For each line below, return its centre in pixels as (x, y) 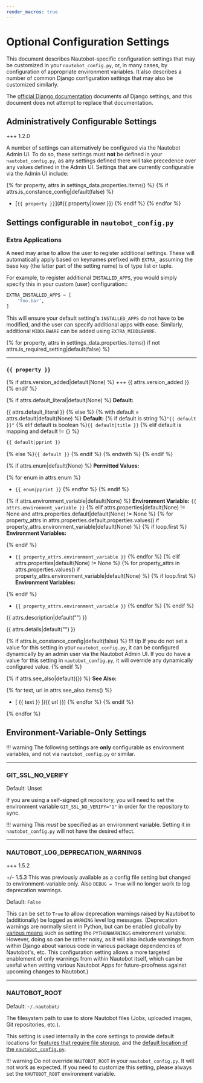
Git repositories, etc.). (33, 1024)
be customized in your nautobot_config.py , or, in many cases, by (87, 65)
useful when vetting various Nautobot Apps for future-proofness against (96, 965)
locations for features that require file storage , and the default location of (97, 1042)
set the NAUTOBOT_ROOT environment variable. (61, 1073)
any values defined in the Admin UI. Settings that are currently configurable (100, 167)
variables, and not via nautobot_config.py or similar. (71, 753)
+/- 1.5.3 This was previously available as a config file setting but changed (98, 877)
